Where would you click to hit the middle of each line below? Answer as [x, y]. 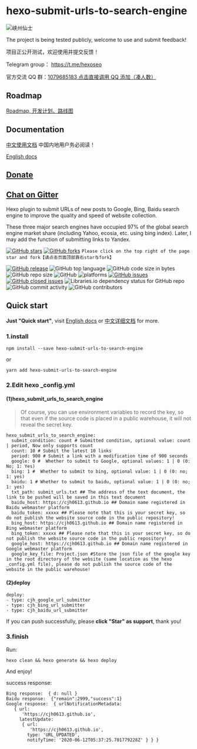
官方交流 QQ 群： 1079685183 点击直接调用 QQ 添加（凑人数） [81, 77]
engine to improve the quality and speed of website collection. [81, 215]
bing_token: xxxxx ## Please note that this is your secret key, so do [101, 533]
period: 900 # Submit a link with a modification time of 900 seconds [100, 456]
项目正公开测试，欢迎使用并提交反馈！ [52, 52]
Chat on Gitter [32, 195]
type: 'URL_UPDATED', [54, 735]
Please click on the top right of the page [136, 251]
